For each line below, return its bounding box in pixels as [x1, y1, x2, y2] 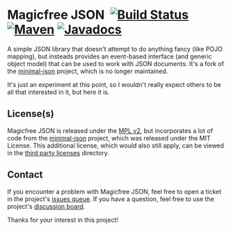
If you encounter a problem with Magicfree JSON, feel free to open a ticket [7, 187, 222, 196]
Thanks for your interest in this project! [7, 216, 119, 224]
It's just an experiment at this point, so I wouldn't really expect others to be [7, 80, 221, 88]
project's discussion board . [7, 202, 86, 210]
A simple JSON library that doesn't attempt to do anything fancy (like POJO [7, 45, 223, 53]
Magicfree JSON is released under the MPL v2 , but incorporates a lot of [7, 126, 214, 135]
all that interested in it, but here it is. [7, 88, 110, 96]
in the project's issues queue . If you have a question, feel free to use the [7, 195, 214, 203]
